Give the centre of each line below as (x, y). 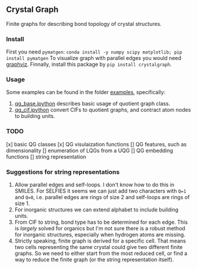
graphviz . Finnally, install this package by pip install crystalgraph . (89, 65)
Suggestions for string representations (63, 172)
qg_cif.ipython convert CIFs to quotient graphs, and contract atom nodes (103, 110)
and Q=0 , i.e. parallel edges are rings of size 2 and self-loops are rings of (102, 197)
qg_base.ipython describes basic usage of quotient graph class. (92, 104)
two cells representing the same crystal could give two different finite (99, 247)
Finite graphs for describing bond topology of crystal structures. (84, 23)
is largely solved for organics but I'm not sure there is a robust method (100, 228)
